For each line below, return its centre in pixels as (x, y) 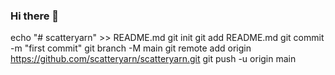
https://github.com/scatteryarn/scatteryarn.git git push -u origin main (153, 59)
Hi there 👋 (35, 16)
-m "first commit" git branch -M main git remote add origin (131, 48)
